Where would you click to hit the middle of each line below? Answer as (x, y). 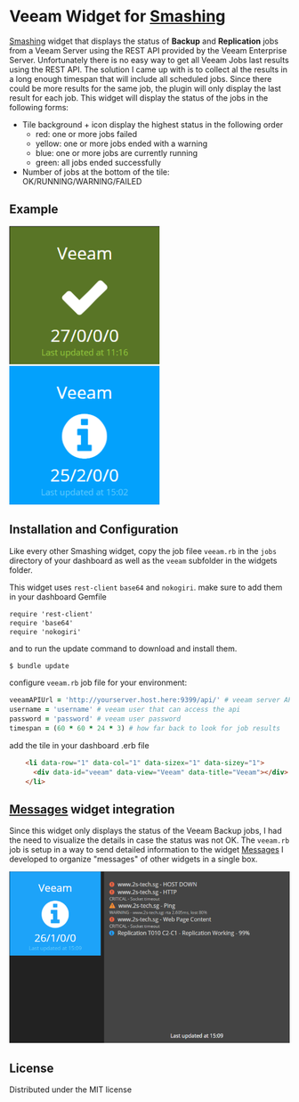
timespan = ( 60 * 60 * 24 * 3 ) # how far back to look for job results (145, 729)
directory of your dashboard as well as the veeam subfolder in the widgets (143, 560)
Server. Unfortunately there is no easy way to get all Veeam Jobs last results (149, 60)
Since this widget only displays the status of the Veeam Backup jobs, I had (145, 831)
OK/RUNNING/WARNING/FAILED (82, 181)
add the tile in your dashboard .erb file (79, 745)
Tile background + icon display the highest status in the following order (153, 124)
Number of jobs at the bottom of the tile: (96, 172)
